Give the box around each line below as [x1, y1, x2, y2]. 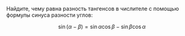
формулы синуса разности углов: [6, 11, 93, 19]
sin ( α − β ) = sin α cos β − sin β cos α [58, 23, 146, 30]
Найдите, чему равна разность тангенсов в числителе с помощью [6, 5, 179, 12]
